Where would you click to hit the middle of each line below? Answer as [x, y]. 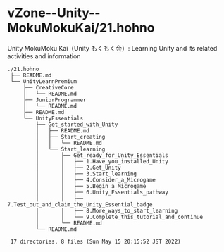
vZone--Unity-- [54, 13]
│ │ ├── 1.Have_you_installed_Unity [102, 161]
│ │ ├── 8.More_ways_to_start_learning [107, 210]
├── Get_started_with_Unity [77, 125]
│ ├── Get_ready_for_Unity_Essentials [102, 155]
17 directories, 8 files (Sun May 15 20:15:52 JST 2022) [95, 241]
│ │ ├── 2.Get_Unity [78, 168]
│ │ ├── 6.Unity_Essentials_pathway [102, 192]
